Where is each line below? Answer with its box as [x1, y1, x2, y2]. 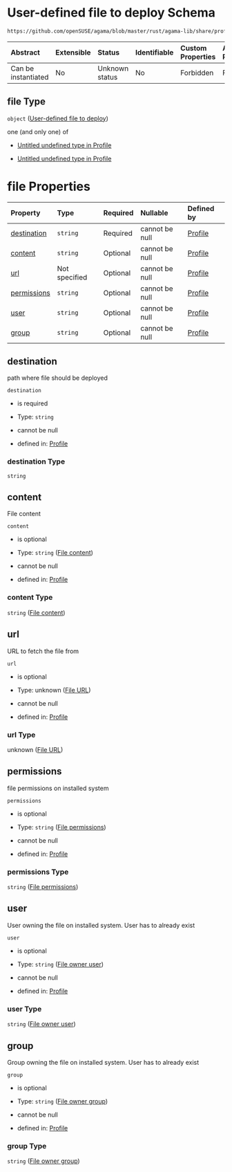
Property [10, 208, 41, 217]
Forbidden [180, 68, 214, 77]
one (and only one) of [7, 127, 69, 136]
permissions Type [7, 867, 69, 877]
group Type [7, 1141, 47, 1151]
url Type [7, 730, 36, 740]
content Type [7, 593, 53, 603]
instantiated [10, 72, 49, 82]
